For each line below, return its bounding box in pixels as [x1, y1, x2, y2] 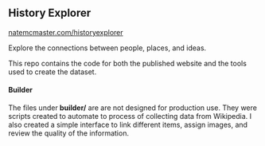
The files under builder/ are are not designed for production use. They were [8, 103, 257, 112]
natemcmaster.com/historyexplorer [8, 27, 123, 37]
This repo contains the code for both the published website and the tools [8, 58, 247, 68]
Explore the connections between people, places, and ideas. [8, 43, 207, 53]
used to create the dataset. [8, 67, 97, 77]
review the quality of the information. [8, 128, 130, 138]
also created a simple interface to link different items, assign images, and [8, 120, 248, 130]
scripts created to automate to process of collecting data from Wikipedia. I [8, 112, 252, 121]
